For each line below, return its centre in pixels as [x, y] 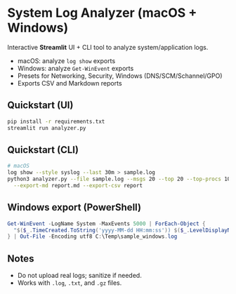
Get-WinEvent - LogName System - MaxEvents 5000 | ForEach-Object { [106, 223]
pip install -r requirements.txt [56, 121]
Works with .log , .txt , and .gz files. [70, 283]
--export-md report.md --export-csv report [78, 185]
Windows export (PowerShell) [74, 207]
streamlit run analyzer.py [47, 128]
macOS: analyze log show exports [66, 60]
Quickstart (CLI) [43, 150]
